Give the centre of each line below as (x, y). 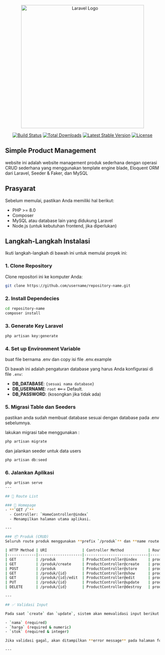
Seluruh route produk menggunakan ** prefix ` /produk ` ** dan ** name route (82, 542)
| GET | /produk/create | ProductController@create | (78, 564)
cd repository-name (25, 308)
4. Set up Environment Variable (43, 349)
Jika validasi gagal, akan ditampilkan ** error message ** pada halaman (80, 641)
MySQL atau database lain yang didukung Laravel (62, 220)
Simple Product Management (51, 151)
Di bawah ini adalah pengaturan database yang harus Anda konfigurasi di (79, 369)
